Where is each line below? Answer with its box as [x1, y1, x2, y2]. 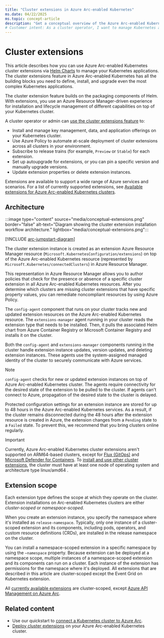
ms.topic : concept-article [5, 16, 60, 21]
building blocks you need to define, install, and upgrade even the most [5, 78, 147, 84]
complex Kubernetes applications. [5, 84, 74, 90]
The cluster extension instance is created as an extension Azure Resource [5, 245, 154, 251]
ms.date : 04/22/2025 [5, 12, 47, 17]
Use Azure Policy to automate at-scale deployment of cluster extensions [12, 138, 158, 144]
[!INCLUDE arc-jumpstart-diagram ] [5, 236, 76, 242]
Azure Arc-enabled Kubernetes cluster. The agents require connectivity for [5, 381, 156, 387]
